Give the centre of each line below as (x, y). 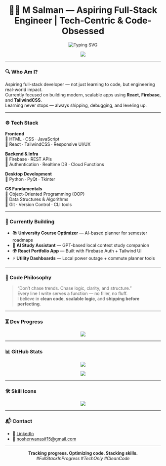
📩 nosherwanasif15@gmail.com (44, 439)
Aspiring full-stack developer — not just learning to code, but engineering (80, 85)
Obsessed (83, 31)
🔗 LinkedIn (23, 434)
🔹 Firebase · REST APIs (29, 159)
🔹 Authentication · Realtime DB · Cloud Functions (55, 164)
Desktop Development (28, 174)
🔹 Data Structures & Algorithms (37, 199)
